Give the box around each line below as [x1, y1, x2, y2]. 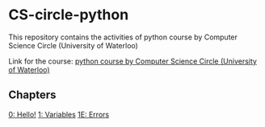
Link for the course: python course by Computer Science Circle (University [8, 56, 257, 66]
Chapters [8, 88, 57, 102]
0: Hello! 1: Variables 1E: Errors [8, 109, 110, 119]
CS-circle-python [8, 6, 129, 24]
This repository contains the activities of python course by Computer [8, 32, 238, 42]
